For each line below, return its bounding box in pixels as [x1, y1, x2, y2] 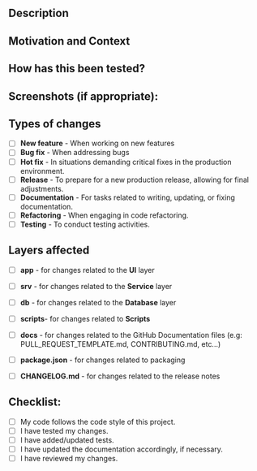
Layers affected [8, 244, 90, 257]
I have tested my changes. [19, 426, 109, 435]
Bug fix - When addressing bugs [19, 148, 130, 158]
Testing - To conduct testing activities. [19, 219, 150, 229]
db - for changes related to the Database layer [19, 297, 177, 307]
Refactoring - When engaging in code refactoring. [19, 210, 189, 220]
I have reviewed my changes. [19, 454, 118, 464]
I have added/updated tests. [19, 435, 115, 445]
